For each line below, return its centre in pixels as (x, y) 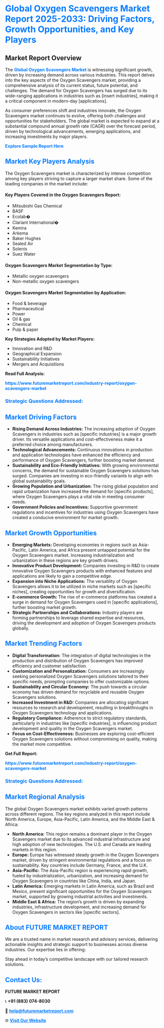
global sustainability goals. (39, 481)
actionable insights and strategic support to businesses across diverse (76, 945)
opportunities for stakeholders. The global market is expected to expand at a (82, 121)
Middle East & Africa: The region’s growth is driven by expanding (78, 901)
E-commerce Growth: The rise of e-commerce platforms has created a (84, 597)
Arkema (20, 233)
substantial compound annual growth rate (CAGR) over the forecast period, (81, 126)
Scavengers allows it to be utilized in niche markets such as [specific (82, 586)
